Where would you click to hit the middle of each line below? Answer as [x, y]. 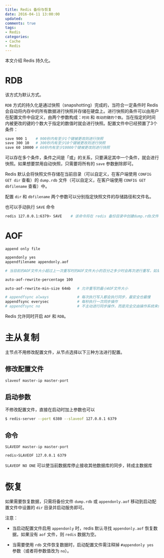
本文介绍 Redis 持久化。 [29, 60]
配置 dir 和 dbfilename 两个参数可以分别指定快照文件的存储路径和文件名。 [79, 197]
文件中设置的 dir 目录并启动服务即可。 [48, 507]
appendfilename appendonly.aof [37, 262]
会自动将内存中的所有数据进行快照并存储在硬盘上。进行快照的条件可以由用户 [82, 111]
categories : [17, 37]
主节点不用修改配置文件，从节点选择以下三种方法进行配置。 [65, 352]
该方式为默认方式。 [24, 94]
